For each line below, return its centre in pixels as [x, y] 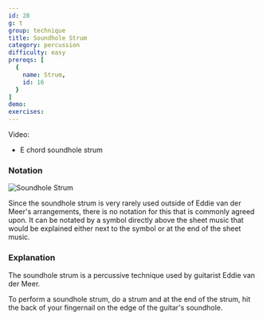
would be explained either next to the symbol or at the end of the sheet [125, 228]
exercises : [26, 112]
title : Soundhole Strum [48, 38]
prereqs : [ [26, 60]
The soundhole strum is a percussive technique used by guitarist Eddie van [132, 275]
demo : [17, 104]
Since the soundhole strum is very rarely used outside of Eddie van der [125, 203]
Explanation [32, 258]
